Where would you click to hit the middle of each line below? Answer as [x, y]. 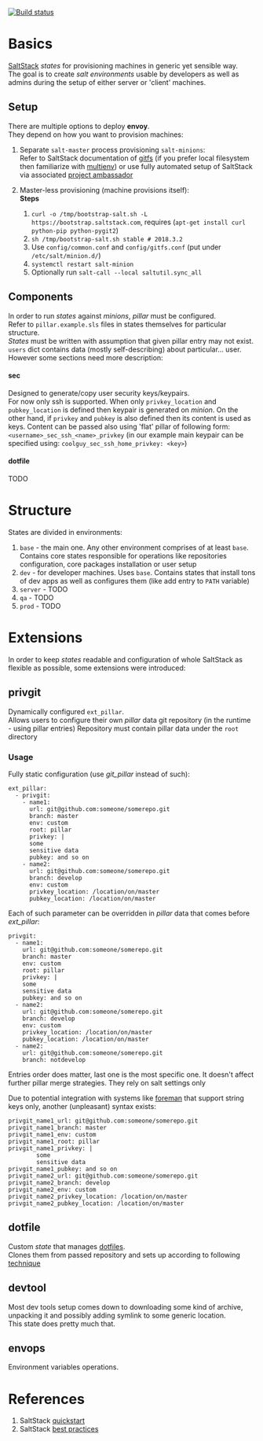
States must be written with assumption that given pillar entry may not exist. [131, 341]
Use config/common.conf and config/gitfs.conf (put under [126, 247]
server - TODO [44, 589]
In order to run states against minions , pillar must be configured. [112, 315]
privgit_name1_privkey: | [50, 1148]
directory [23, 736]
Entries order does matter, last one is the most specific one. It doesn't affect [131, 1074]
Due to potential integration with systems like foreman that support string [126, 1098]
